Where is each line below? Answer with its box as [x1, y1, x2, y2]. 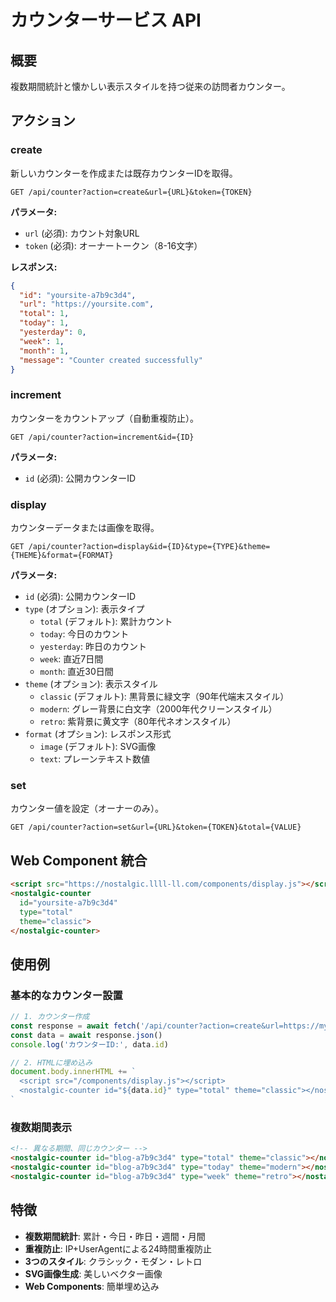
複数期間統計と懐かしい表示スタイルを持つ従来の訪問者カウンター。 [10, 81, 291, 92]
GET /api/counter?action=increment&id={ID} [10, 432, 195, 442]
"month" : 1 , [19, 346, 70, 356]
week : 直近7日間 [39, 653, 104, 665]
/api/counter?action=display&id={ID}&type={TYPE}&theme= [28, 542, 271, 552]
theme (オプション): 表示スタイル [24, 678, 158, 690]
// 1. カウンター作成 [10, 1012, 90, 1022]
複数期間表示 [10, 1120, 73, 1134]
